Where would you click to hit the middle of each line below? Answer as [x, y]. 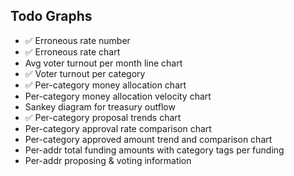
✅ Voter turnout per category [85, 73]
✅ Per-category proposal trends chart [103, 117]
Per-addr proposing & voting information [108, 160]
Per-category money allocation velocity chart [118, 96]
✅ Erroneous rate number [77, 40]
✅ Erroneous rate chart [72, 51]
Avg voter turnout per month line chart [103, 63]
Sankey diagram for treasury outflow [100, 106]
